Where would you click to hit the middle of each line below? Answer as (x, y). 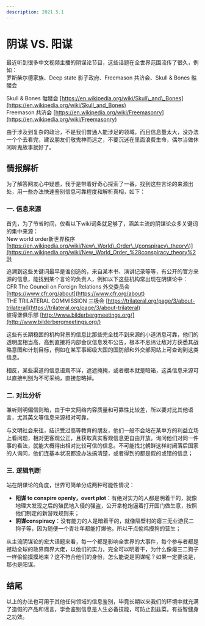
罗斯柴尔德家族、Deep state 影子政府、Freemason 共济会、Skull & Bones (98, 78)
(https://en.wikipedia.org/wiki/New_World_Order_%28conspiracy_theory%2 (101, 252)
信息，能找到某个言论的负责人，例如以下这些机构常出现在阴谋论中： (102, 279)
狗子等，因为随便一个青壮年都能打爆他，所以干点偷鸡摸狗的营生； (98, 529)
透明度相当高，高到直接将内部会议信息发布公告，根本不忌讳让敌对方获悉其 (100, 342)
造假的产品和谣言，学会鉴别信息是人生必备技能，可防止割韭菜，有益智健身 (105, 609)
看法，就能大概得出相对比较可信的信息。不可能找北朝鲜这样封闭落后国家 (108, 445)
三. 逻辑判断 (24, 470)
